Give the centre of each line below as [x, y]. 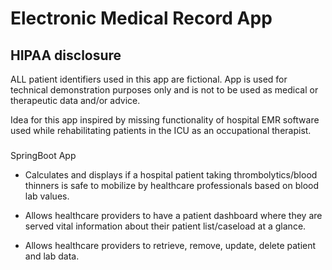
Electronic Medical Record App [141, 18]
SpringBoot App [43, 155]
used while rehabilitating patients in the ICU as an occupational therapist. [161, 130]
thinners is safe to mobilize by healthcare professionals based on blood [172, 185]
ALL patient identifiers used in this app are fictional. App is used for [149, 79]
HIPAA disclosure [66, 55]
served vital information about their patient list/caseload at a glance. [165, 226]
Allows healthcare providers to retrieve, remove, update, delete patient [170, 245]
